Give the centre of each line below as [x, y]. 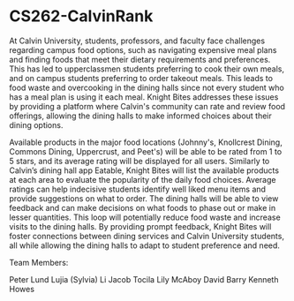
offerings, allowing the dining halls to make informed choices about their [140, 116]
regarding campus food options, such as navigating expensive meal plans [143, 49]
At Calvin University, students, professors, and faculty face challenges [137, 41]
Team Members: [39, 262]
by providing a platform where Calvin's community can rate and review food [147, 106]
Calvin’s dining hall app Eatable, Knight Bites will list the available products [144, 170]
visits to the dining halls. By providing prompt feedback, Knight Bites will [140, 226]
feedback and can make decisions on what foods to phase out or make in [143, 207]
